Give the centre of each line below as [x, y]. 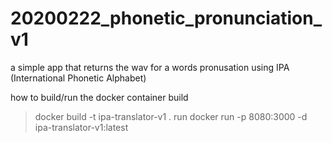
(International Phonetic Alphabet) [78, 78]
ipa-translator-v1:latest [81, 127]
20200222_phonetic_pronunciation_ [166, 18]
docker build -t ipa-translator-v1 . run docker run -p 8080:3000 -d [171, 116]
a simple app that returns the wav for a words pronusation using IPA [150, 67]
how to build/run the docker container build [99, 97]
